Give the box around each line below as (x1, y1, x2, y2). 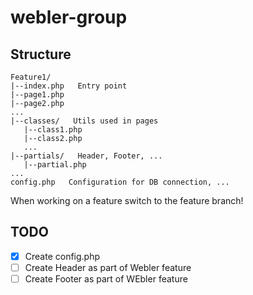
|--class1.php (23, 125, 83, 135)
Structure (10, 46, 72, 63)
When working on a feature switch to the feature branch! (10, 195, 244, 206)
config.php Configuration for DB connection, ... (10, 177, 230, 187)
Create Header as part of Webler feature (24, 261, 192, 273)
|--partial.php (23, 160, 87, 170)
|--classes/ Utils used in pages (10, 116, 159, 126)
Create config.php (24, 250, 101, 262)
